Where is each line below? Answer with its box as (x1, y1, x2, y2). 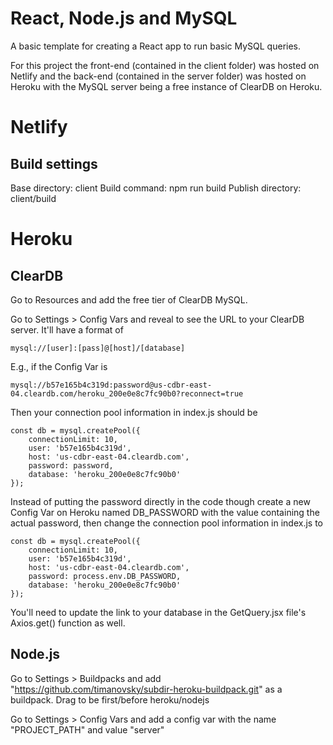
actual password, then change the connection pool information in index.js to (10, 517, 324, 529)
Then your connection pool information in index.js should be (10, 406, 258, 418)
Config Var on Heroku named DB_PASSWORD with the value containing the (10, 506, 320, 518)
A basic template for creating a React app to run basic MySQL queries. (10, 40, 302, 52)
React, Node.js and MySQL (10, 7, 238, 30)
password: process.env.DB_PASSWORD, (28, 571, 182, 581)
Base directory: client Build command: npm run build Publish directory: (10, 182, 302, 194)
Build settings (10, 155, 98, 172)
